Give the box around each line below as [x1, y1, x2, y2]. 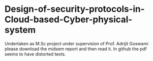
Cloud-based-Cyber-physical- [4, 14, 132, 25]
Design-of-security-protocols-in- [4, 3, 145, 15]
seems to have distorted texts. [4, 51, 66, 57]
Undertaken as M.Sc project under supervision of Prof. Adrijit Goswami [4, 40, 149, 46]
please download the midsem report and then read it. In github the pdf [4, 46, 147, 52]
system [4, 25, 36, 35]
